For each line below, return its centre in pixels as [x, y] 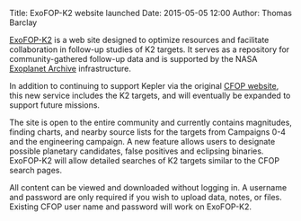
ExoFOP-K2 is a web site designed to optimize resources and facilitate [139, 40]
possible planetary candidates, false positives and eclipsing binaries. [137, 151]
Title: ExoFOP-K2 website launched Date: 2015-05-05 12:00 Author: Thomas [150, 13]
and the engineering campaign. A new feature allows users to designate [142, 141]
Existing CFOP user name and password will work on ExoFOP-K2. [131, 207]
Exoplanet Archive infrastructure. [71, 68]
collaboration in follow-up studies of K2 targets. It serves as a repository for [150, 49]
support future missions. [55, 105]
